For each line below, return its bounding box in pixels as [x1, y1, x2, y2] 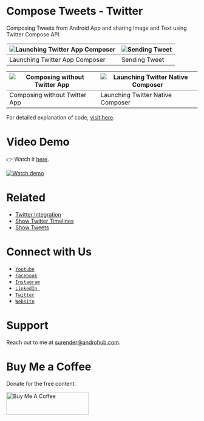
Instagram [15, 279, 41, 285]
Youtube [15, 266, 35, 272]
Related [6, 191, 46, 204]
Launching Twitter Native [100, 90, 172, 99]
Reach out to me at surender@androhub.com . [6, 338, 121, 346]
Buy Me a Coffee [6, 360, 92, 374]
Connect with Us [6, 245, 92, 258]
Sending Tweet [121, 55, 165, 64]
